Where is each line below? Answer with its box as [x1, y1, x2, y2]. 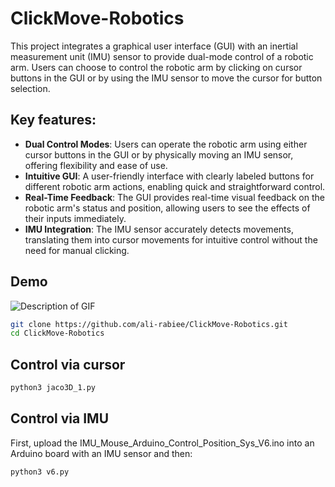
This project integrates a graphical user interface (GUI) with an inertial [10, 40, 298, 52]
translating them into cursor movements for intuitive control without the [24, 233, 318, 246]
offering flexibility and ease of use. [24, 159, 168, 171]
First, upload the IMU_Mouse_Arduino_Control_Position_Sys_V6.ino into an [10, 437, 315, 449]
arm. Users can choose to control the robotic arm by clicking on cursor [10, 61, 303, 73]
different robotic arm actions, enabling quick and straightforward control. [24, 180, 326, 192]
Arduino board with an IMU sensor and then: [10, 447, 193, 459]
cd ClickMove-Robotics [10, 328, 105, 339]
